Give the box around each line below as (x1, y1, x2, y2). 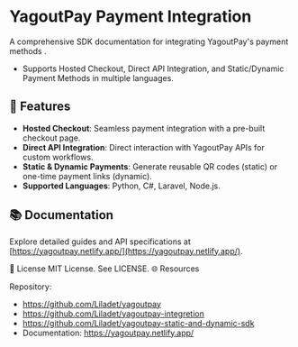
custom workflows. (22, 151, 94, 162)
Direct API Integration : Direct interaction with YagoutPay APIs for (22, 142, 266, 152)
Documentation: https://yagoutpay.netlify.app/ (22, 327, 194, 338)
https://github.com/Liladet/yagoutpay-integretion (22, 308, 204, 319)
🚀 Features (9, 99, 71, 114)
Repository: (9, 281, 52, 292)
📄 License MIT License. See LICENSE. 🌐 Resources (9, 263, 200, 274)
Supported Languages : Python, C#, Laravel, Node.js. (22, 180, 221, 191)
